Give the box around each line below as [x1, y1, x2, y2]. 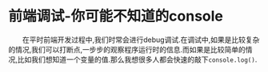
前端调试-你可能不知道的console [8, 7, 224, 25]
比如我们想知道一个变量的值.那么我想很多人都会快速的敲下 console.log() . [17, 55, 258, 64]
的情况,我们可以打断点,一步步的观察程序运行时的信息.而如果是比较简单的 [8, 44, 246, 54]
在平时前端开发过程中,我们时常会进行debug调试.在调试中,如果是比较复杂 [22, 35, 260, 44]
